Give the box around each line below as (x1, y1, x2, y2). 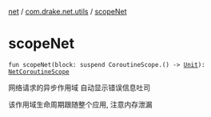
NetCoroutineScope (8, 68, 70, 76)
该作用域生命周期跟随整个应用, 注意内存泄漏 (8, 99, 153, 109)
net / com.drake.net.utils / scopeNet (8, 7, 127, 16)
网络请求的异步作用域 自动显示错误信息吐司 (8, 83, 150, 92)
